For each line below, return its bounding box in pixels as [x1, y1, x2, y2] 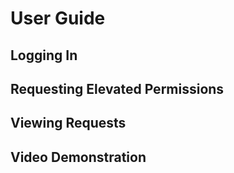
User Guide [10, 7, 106, 30]
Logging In [10, 47, 78, 64]
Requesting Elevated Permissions [10, 80, 225, 97]
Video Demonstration [10, 148, 147, 166]
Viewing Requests [10, 115, 127, 132]
